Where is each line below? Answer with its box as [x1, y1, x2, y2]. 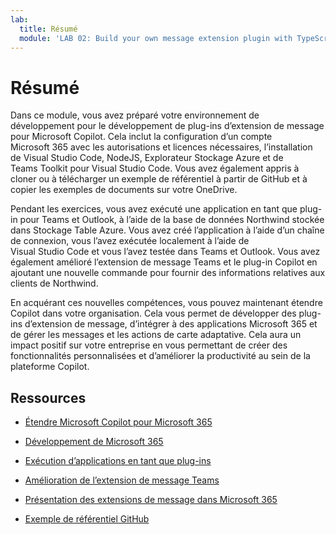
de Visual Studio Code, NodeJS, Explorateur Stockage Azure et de [10, 152, 284, 164]
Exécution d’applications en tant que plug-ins [24, 455, 212, 467]
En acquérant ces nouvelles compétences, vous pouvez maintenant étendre [10, 297, 323, 309]
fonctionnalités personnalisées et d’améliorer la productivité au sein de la [10, 350, 311, 362]
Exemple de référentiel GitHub [24, 513, 150, 525]
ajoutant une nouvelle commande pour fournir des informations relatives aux [10, 267, 326, 279]
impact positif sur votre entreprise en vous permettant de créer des [10, 339, 288, 351]
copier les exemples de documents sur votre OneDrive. [10, 184, 238, 196]
